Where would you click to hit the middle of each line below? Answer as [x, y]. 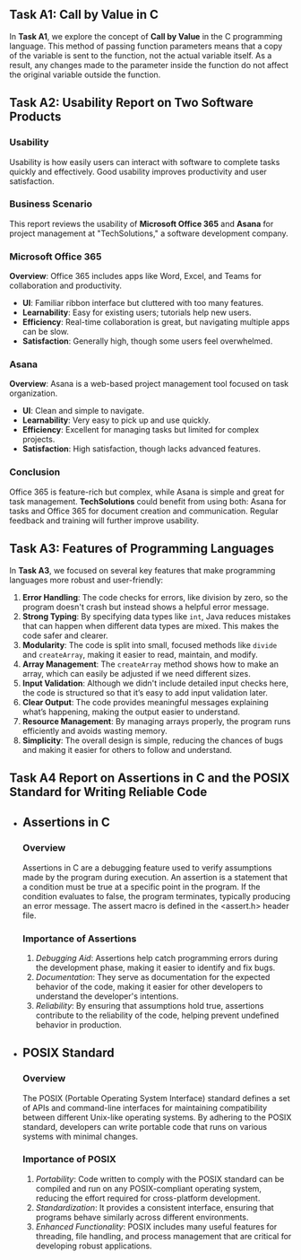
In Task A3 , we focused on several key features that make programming [142, 570]
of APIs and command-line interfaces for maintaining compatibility [145, 1107]
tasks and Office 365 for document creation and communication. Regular [144, 511]
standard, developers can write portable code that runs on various [144, 1126]
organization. [34, 393]
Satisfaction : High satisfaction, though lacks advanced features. [142, 449]
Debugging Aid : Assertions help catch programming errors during [157, 958]
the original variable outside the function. [85, 74]
